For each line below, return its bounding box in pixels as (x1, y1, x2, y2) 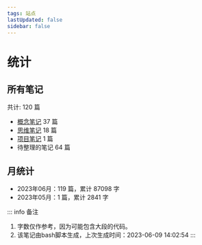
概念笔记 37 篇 (16, 118, 58, 126)
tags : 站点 (7, 10, 36, 17)
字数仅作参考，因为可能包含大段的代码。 (16, 222, 131, 231)
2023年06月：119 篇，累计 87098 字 (16, 185, 120, 193)
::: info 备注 (7, 208, 39, 216)
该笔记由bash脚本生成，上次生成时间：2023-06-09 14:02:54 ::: (16, 231, 196, 240)
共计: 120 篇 (7, 103, 40, 112)
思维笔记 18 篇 (16, 126, 58, 134)
